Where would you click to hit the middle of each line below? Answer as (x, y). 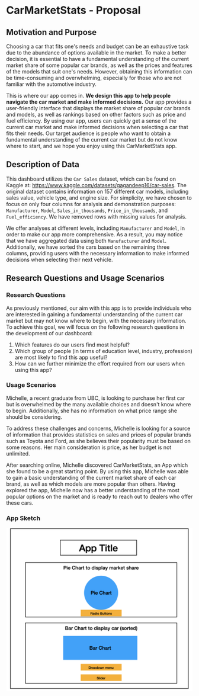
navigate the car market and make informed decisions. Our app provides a (99, 102)
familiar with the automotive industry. (51, 84)
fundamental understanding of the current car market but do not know (92, 139)
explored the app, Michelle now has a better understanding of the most (93, 490)
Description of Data (43, 164)
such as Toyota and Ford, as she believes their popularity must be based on (98, 441)
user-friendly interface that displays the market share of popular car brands (98, 108)
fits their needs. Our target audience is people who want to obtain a (88, 133)
